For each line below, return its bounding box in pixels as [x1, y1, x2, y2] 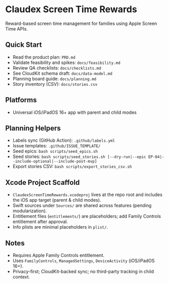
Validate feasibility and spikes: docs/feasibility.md [12, 59, 121, 66]
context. [12, 274, 30, 280]
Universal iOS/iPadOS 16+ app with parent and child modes [12, 109, 137, 115]
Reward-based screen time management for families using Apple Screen [5, 20, 157, 26]
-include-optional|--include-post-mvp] [12, 159, 97, 164]
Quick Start [5, 41, 42, 49]
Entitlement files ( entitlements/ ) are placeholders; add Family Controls [12, 213, 161, 219]
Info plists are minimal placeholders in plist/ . [12, 224, 108, 230]
